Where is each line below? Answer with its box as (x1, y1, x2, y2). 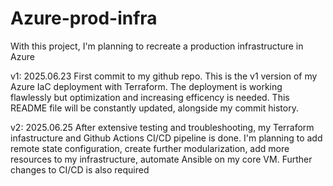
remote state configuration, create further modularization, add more (10, 142, 290, 154)
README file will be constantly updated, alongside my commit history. (10, 102, 299, 114)
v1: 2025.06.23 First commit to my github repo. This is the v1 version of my (10, 70, 318, 82)
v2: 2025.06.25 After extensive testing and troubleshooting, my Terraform (10, 121, 315, 133)
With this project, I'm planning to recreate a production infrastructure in (10, 40, 304, 52)
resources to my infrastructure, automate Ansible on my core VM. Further (10, 153, 313, 165)
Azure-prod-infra (10, 7, 158, 30)
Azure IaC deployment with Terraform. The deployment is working (10, 80, 283, 92)
